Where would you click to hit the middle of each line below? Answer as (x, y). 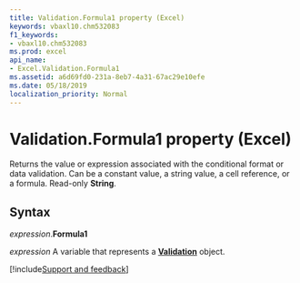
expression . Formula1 (49, 234)
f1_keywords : (34, 35)
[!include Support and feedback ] (69, 269)
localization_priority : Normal (69, 94)
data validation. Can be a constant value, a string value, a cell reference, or (150, 174)
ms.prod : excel (38, 52)
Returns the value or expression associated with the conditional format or (147, 164)
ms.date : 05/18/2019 (49, 86)
